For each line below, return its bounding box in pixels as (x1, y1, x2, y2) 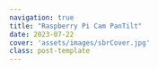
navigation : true (9, 13, 75, 22)
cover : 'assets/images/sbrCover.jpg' (9, 38, 151, 47)
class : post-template (9, 47, 91, 56)
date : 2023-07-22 (9, 30, 75, 39)
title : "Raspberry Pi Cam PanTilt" (9, 22, 143, 30)
